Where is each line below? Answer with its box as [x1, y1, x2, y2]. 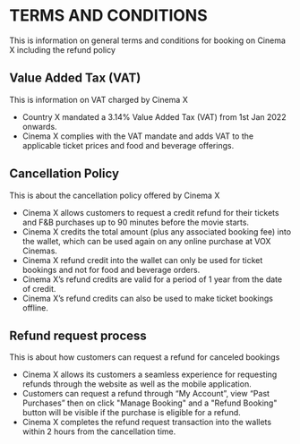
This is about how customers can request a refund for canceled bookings [9, 352, 280, 363]
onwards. [21, 121, 57, 132]
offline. [21, 302, 49, 313]
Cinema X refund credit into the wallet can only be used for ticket [21, 254, 263, 265]
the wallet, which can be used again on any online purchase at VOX [21, 235, 271, 246]
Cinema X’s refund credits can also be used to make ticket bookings [21, 293, 273, 303]
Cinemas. [21, 245, 58, 256]
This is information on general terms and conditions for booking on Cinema [9, 35, 287, 46]
